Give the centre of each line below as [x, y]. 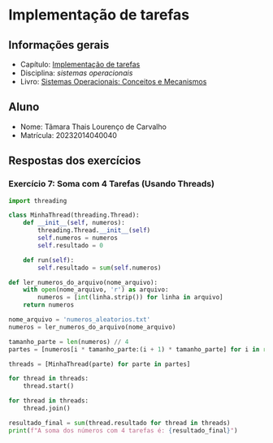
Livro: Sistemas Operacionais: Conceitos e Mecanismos [113, 82]
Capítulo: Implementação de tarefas [80, 64]
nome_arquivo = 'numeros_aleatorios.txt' [80, 320]
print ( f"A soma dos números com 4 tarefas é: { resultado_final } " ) [123, 430]
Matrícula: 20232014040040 [69, 135]
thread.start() [49, 386]
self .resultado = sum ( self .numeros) [100, 268]
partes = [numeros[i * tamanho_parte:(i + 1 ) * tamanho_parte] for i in [134, 349]
